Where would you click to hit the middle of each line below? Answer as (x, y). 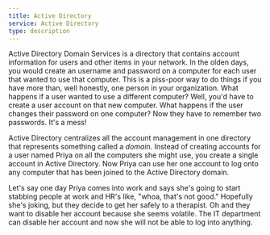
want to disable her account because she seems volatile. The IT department (135, 214)
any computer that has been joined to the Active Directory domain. (119, 172)
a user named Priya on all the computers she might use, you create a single (133, 155)
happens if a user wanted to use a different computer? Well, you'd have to (131, 97)
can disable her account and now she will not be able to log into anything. (131, 222)
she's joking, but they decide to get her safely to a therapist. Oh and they (129, 205)
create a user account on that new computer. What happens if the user (126, 105)
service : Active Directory (54, 23)
